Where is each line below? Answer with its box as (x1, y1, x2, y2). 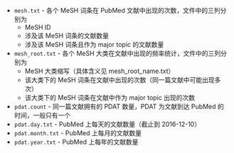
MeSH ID (24, 23, 51, 31)
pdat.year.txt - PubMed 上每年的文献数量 (14, 137, 139, 146)
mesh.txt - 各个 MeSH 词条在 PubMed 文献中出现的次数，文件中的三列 (14, 6, 220, 14)
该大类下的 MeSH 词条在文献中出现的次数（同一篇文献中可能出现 (24, 76, 215, 84)
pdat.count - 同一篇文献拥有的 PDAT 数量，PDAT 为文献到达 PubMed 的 (14, 102, 224, 110)
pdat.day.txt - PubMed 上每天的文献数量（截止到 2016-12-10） (14, 120, 201, 128)
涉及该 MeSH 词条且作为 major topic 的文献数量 (24, 40, 164, 48)
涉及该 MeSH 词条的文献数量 (24, 31, 109, 40)
